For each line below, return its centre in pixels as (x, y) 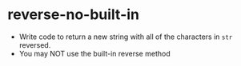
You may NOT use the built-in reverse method (94, 53)
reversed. (35, 45)
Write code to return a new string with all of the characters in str (126, 37)
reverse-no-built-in (73, 15)
